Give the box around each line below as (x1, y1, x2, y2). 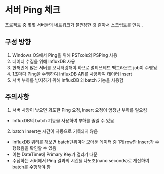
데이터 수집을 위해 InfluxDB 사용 (12, 58, 76, 64)
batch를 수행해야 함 (12, 164, 51, 170)
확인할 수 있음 (29, 145, 57, 151)
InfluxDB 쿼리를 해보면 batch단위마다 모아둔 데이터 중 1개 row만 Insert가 (12, 139, 154, 145)
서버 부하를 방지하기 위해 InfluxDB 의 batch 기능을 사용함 (12, 77, 124, 83)
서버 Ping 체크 (5, 4, 61, 16)
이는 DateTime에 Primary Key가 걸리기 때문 (12, 151, 98, 157)
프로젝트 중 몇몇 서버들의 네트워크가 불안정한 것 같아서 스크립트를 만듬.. (5, 22, 143, 28)
